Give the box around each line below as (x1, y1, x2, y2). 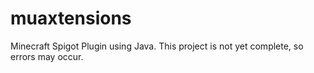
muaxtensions (10, 7, 132, 30)
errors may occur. (10, 50, 84, 62)
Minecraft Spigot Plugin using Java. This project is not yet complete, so (10, 40, 304, 52)
